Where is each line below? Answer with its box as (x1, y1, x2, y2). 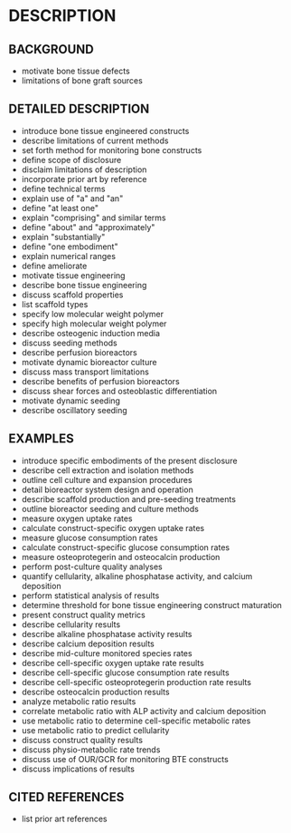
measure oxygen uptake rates (21, 513, 133, 524)
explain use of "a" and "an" (21, 192, 124, 204)
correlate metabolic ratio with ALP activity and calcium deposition (21, 705, 267, 716)
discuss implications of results (21, 763, 135, 774)
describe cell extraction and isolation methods (21, 464, 194, 476)
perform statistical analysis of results (21, 590, 160, 601)
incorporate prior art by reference (21, 173, 147, 184)
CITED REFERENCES (8, 789, 125, 805)
